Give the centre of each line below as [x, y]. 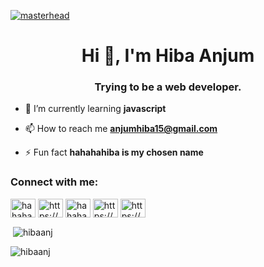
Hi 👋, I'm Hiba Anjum [168, 56]
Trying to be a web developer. [168, 87]
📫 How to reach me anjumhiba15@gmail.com [121, 129]
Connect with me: [54, 182]
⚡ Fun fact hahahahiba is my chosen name [114, 152]
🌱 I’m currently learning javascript [95, 109]
